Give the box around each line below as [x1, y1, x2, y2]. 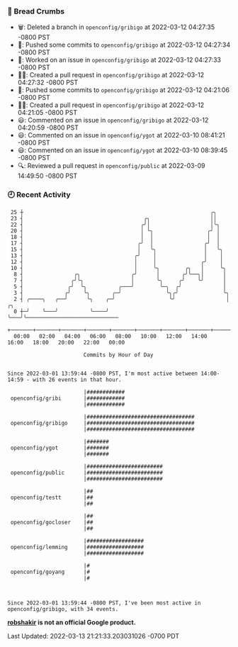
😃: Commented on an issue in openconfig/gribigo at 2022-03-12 [17, 116, 209, 125]
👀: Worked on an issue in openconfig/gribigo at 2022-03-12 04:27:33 [17, 56, 222, 64]
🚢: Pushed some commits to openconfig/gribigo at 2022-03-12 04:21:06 [17, 86, 230, 94]
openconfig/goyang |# [10, 568, 91, 575]
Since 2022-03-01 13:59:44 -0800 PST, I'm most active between [7, 370, 198, 377]
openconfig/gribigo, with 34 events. [7, 605, 119, 612]
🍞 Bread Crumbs [7, 6, 65, 16]
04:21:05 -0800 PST [17, 108, 78, 117]
